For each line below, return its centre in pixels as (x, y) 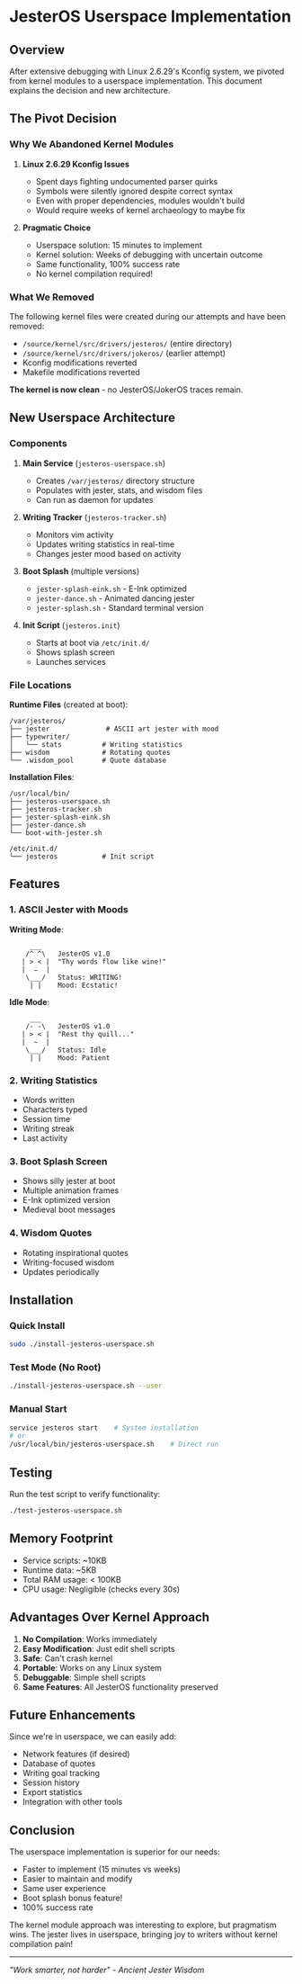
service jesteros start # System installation (104, 1428)
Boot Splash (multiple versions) (81, 571)
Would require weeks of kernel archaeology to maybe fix (140, 210)
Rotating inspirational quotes (75, 1252)
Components (38, 444)
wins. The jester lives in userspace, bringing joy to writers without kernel (144, 1935)
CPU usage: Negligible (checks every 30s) (101, 1589)
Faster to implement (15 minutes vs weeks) (102, 1870)
